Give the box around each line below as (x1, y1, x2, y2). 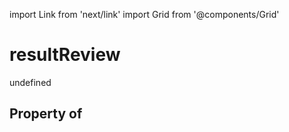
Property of (9, 105, 83, 123)
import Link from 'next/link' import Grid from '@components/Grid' (9, 9, 280, 20)
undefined (9, 76, 52, 88)
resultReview (9, 44, 121, 66)
